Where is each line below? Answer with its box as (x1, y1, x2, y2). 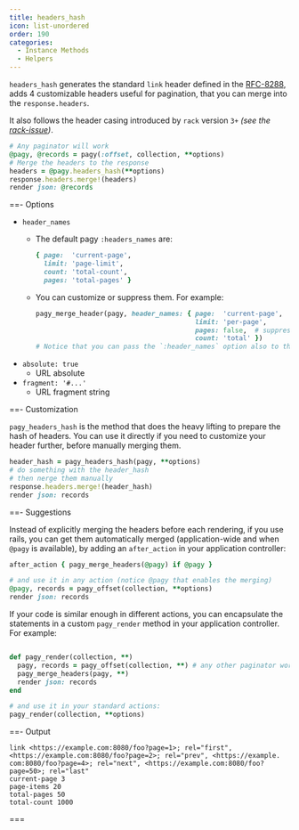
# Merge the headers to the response (9, 158, 149, 167)
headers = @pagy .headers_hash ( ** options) (9, 167, 166, 175)
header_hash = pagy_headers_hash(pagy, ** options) (9, 458, 201, 467)
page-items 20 (9, 783, 62, 792)
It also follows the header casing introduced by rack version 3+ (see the (9, 115, 271, 126)
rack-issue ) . (9, 125, 53, 134)
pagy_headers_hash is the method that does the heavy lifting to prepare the (9, 421, 281, 432)
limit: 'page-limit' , (43, 259, 125, 268)
